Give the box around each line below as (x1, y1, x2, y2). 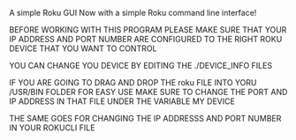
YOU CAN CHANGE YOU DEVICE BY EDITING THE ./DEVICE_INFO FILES (9, 61, 272, 70)
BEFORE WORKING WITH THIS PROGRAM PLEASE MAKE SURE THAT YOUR (9, 25, 287, 34)
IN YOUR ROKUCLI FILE (9, 122, 95, 133)
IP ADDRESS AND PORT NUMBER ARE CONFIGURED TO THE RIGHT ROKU (9, 34, 283, 44)
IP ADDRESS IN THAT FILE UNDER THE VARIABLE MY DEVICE (9, 96, 236, 107)
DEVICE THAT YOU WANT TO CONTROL (9, 43, 157, 54)
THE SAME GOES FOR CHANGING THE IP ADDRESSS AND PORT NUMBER (9, 114, 282, 123)
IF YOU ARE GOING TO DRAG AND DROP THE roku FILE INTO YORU (9, 77, 257, 87)
